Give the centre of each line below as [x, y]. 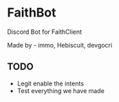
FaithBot [32, 13]
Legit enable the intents [51, 83]
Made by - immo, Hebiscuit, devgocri [60, 45]
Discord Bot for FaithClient [45, 32]
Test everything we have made [61, 90]
